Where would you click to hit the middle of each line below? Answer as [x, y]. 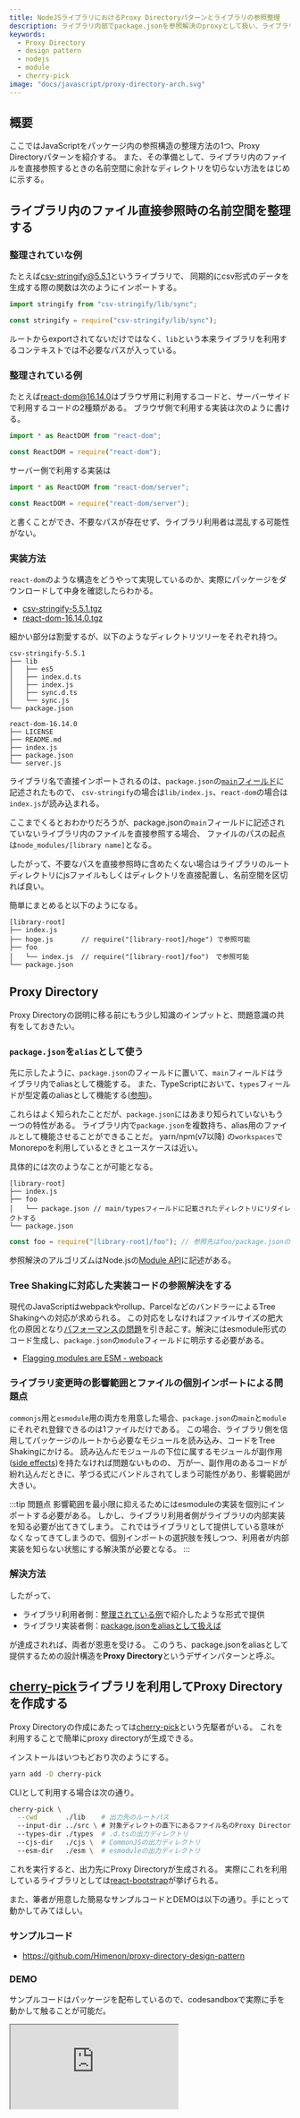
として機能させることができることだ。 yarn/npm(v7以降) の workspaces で [150, 1136]
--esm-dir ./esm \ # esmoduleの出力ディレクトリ [109, 1850]
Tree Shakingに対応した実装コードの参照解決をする [121, 1285]
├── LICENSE [31, 732]
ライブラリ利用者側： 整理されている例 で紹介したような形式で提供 [143, 1614]
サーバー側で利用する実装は [60, 470]
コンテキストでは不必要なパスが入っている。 [99, 349]
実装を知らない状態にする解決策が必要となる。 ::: [100, 1548]
